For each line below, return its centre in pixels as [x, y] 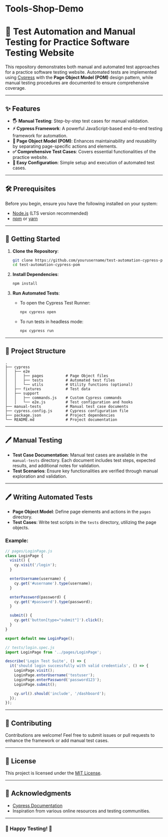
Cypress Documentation [37, 805]
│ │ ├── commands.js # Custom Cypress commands [63, 398]
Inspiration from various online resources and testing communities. [81, 811]
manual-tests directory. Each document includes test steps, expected [84, 460]
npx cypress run [37, 331]
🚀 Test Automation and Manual [70, 32]
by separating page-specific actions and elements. [65, 146]
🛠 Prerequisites [30, 189]
